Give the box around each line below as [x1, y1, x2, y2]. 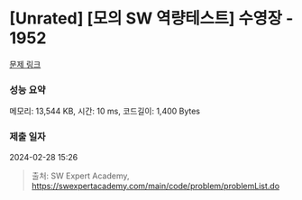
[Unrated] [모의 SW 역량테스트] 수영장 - [9, 8, 294, 29]
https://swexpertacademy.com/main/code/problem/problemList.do [31, 180, 280, 191]
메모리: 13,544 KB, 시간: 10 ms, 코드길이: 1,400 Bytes [9, 105, 201, 117]
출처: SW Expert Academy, [31, 170, 130, 181]
